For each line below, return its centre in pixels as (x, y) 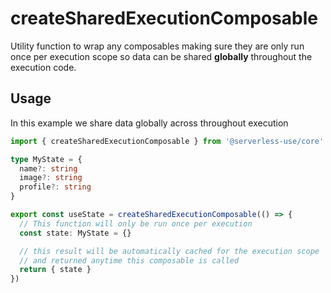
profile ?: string (55, 187)
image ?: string (51, 178)
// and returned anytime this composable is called (129, 260)
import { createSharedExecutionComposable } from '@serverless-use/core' (167, 141)
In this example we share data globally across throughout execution (149, 123)
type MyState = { (46, 159)
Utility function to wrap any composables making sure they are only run (157, 46)
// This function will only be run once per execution (136, 223)
